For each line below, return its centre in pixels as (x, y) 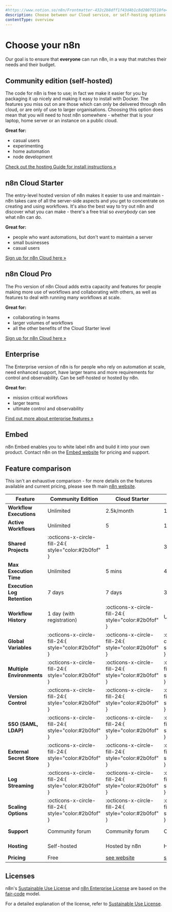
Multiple (18, 669)
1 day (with (61, 613)
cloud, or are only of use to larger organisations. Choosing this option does (84, 110)
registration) (62, 620)
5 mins (114, 571)
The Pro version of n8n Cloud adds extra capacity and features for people (83, 286)
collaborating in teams (36, 317)
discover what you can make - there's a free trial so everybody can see (81, 212)
